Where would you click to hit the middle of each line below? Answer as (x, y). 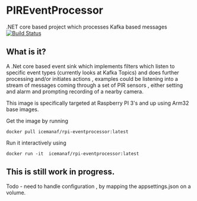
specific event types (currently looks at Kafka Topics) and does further (93, 73)
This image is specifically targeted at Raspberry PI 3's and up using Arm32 (98, 103)
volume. (16, 192)
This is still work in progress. (61, 172)
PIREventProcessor (55, 10)
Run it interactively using (36, 143)
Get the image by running (37, 121)
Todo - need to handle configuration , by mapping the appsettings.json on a (99, 186)
